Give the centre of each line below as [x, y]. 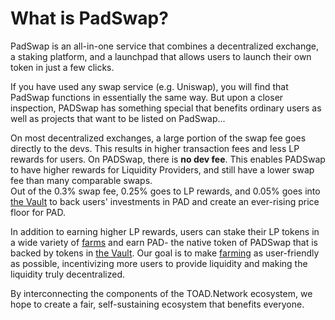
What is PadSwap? [89, 18]
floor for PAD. [38, 212]
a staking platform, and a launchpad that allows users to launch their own [161, 56]
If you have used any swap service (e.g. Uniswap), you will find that [149, 86]
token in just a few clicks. [62, 67]
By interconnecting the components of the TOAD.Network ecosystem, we [161, 293]
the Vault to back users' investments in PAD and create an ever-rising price [165, 201]
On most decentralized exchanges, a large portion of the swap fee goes [158, 138]
